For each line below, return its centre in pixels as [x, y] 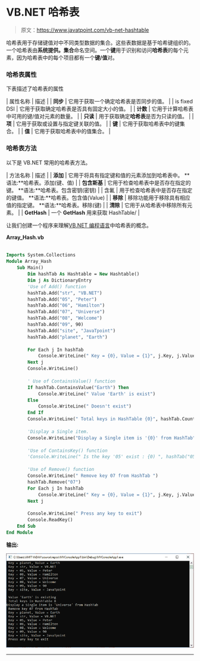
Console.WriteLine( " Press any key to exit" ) [85, 514]
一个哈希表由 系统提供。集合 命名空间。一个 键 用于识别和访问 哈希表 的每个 [95, 50]
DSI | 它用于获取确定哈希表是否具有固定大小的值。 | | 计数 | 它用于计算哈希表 [100, 109]
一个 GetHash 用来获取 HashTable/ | [95, 212]
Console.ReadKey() [50, 520]
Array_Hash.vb [25, 237]
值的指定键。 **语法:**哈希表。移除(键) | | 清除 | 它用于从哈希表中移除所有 [97, 205]
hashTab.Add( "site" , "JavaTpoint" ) [72, 330]
